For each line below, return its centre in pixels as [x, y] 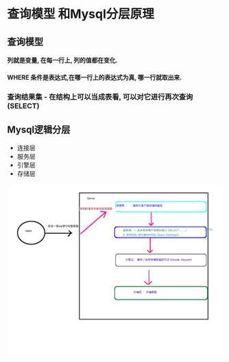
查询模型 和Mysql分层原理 [81, 14]
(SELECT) [23, 106]
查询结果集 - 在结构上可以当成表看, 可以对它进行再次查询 [100, 97]
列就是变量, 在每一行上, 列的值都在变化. [62, 60]
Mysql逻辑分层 [39, 130]
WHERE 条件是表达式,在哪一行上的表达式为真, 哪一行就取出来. [95, 77]
